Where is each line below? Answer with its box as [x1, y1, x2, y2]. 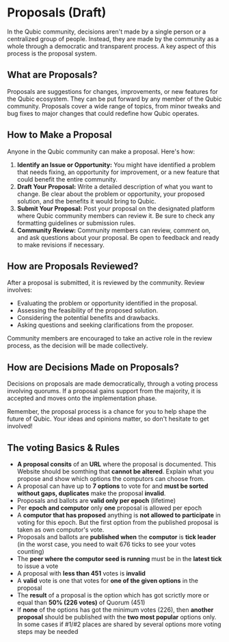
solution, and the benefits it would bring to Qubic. [16, 197, 157, 205]
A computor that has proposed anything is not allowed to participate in [16, 511, 221, 519]
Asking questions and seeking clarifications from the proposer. [16, 321, 194, 330]
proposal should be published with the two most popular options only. [16, 613, 217, 621]
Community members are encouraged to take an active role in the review [7, 334, 213, 343]
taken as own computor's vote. [16, 526, 105, 534]
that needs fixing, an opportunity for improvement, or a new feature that [16, 168, 220, 176]
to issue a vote [16, 562, 59, 570]
